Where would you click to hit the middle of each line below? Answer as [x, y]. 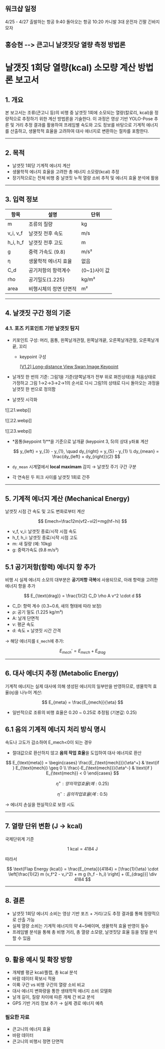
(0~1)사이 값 [96, 270]
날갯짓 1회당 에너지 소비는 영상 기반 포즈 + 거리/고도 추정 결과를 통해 [77, 914]
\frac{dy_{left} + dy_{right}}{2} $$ [86, 456]
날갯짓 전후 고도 [46, 242]
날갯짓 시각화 [25, 399]
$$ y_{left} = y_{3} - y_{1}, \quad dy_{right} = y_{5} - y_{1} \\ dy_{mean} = [86, 451]
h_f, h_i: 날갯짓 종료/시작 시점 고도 [45, 538]
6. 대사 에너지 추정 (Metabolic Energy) [62, 673]
